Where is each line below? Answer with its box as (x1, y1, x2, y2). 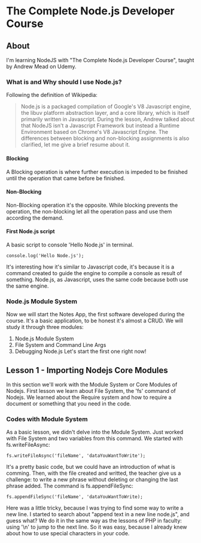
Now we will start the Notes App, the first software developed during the (6, 311, 185, 318)
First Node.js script (6, 228, 55, 235)
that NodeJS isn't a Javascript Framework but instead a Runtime (20, 122, 179, 129)
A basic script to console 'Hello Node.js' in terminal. (6, 241, 134, 248)
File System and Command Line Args (14, 341, 106, 349)
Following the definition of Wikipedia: (6, 91, 98, 99)
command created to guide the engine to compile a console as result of (6, 269, 182, 276)
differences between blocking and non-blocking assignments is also (20, 135, 190, 142)
